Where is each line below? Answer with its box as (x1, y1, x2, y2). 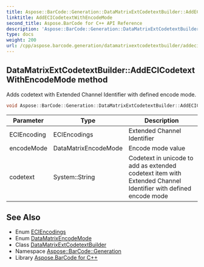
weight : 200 (6, 37, 36, 43)
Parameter (13, 116, 44, 124)
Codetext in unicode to (128, 154, 194, 162)
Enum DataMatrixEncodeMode (15, 235, 92, 242)
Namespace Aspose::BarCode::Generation (15, 248, 121, 255)
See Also (6, 212, 41, 222)
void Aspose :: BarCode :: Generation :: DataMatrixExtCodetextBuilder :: (6, 103, 181, 109)
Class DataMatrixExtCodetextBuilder (15, 241, 107, 249)
